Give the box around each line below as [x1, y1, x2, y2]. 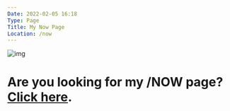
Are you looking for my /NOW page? [7, 74, 224, 90]
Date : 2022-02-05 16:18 [7, 10, 78, 18]
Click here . [7, 89, 73, 105]
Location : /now [7, 30, 52, 37]
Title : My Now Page [7, 23, 65, 30]
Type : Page [7, 17, 40, 24]
